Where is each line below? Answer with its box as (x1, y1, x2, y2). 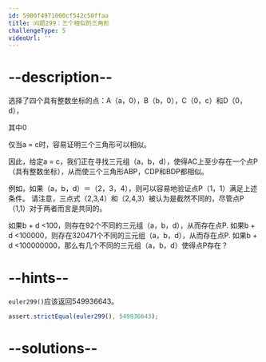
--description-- (8, 69, 113, 86)
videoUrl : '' (8, 34, 52, 42)
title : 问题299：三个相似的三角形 (8, 19, 110, 27)
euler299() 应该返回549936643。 (8, 296, 119, 306)
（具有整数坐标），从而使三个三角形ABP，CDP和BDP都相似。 (8, 167, 209, 177)
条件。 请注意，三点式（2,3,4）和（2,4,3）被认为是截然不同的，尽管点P (8, 193, 244, 204)
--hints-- (8, 269, 69, 288)
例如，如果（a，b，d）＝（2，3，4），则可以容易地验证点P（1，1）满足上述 (8, 184, 258, 193)
